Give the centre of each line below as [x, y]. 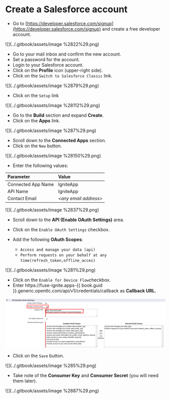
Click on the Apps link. [36, 120]
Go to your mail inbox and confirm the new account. [67, 54]
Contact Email [22, 198]
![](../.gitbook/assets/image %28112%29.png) [53, 105]
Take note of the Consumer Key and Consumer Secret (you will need [86, 376]
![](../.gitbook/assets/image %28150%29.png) [53, 155]
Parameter [19, 177]
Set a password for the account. [46, 59]
